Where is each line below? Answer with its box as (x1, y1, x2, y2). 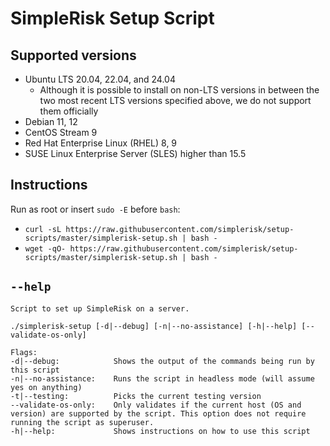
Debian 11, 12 (24, 116, 78, 127)
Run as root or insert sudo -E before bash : (10, 203, 181, 215)
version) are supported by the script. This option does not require (10, 408, 307, 419)
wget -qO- (24, 243, 67, 254)
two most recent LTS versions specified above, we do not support (39, 95, 312, 106)
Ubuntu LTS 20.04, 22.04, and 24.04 (24, 73, 176, 85)
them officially (39, 105, 99, 117)
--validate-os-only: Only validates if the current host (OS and (10, 400, 302, 410)
